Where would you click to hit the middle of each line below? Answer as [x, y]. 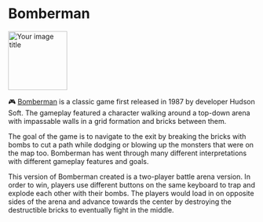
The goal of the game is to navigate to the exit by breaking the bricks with [127, 136]
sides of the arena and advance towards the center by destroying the [120, 202]
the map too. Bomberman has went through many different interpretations [128, 153]
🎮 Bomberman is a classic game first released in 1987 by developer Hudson [131, 101]
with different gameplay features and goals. [79, 161]
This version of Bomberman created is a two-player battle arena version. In [130, 177]
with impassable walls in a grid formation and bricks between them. [117, 121]
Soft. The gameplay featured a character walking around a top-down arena [129, 113]
